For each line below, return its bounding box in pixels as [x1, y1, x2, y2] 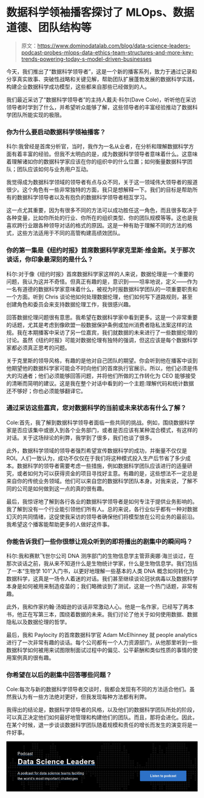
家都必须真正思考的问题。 [6, 344, 70, 351]
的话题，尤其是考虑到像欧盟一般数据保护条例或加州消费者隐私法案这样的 [6, 321, 187, 328]
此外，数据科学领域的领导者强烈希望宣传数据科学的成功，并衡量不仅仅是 [6, 447, 187, 454]
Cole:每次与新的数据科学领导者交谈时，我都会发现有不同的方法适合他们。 [6, 686, 190, 693]
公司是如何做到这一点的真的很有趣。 [16, 484, 107, 492]
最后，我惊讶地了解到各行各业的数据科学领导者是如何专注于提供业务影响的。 [6, 498, 198, 505]
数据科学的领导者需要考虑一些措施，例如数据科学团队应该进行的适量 [16, 462, 187, 469]
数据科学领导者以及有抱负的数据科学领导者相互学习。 [16, 194, 150, 201]
